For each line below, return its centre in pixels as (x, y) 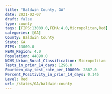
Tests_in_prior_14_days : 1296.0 (39, 65)
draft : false (19, 19)
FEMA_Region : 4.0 (23, 51)
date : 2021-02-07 (23, 14)
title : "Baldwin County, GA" (35, 10)
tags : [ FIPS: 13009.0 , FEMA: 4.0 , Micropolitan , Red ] (56, 28)
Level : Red (16, 79)
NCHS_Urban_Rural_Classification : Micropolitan (56, 61)
